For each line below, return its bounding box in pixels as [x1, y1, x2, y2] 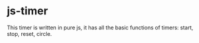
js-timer [7, 4, 48, 18]
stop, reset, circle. [7, 30, 52, 37]
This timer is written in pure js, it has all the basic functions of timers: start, [7, 24, 194, 31]
